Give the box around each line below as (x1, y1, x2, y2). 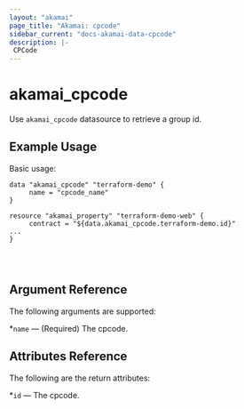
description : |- (9, 37, 69, 47)
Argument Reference (9, 282, 128, 298)
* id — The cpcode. (9, 389, 80, 400)
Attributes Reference (9, 349, 128, 365)
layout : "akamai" (9, 12, 74, 22)
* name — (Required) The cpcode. (9, 323, 129, 333)
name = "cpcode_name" (28, 188, 109, 196)
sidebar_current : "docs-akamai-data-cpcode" (9, 29, 177, 38)
